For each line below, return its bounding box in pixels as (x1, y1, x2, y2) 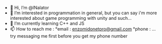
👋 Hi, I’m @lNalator (10, 5, 49, 10)
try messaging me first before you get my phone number (10, 33, 128, 39)
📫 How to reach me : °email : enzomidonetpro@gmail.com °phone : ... (10, 26, 156, 32)
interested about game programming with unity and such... (10, 15, 132, 21)
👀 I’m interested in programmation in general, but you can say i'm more (10, 10, 157, 16)
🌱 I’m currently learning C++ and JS (10, 20, 85, 26)
